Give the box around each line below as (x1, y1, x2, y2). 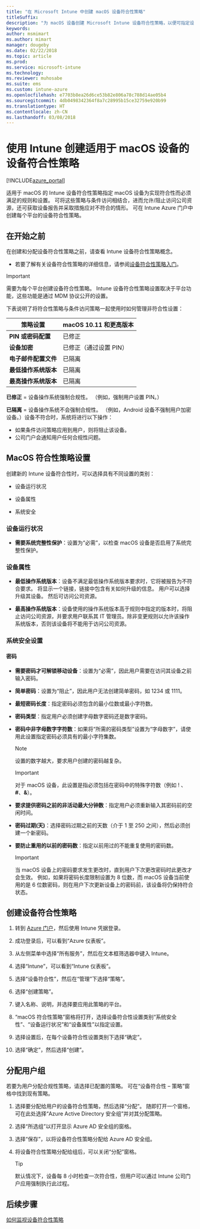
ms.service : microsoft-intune (6, 64, 82, 71)
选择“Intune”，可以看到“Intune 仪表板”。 (14, 963, 114, 970)
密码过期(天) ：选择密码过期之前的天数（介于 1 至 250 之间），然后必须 (14, 822, 186, 829)
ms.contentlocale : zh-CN (6, 109, 68, 115)
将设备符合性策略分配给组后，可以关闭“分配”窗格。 (14, 1148, 140, 1156)
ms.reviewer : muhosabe (6, 75, 62, 81)
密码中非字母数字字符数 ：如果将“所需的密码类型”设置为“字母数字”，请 (14, 725, 186, 733)
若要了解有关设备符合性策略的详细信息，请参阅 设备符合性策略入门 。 (14, 260, 182, 268)
